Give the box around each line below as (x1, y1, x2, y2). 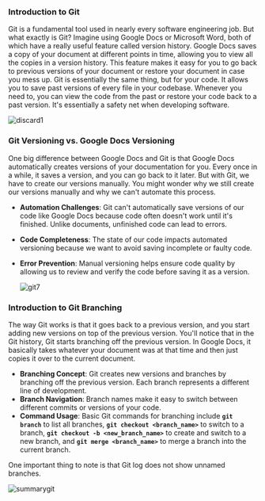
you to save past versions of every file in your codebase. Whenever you (8, 83, 243, 93)
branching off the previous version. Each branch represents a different (19, 377, 250, 387)
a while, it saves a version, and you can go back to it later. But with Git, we (8, 170, 250, 180)
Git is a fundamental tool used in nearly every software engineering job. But (8, 25, 255, 34)
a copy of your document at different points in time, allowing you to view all (8, 50, 253, 59)
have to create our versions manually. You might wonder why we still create (8, 178, 255, 188)
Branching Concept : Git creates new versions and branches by (19, 369, 227, 378)
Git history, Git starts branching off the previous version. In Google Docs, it (8, 336, 252, 346)
